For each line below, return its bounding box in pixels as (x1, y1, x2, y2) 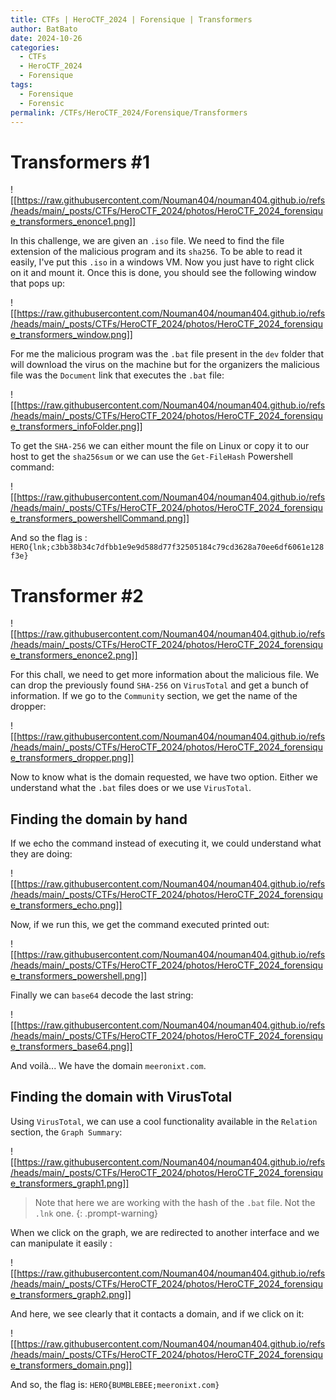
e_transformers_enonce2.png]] (10, 649, 138, 661)
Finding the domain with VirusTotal (10, 1089, 233, 1106)
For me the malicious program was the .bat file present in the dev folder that (10, 348, 325, 360)
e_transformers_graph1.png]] (10, 1177, 130, 1189)
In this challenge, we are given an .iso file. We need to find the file (10, 235, 285, 247)
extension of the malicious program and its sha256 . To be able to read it (10, 246, 303, 258)
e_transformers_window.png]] (10, 329, 133, 341)
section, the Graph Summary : (10, 1126, 123, 1138)
